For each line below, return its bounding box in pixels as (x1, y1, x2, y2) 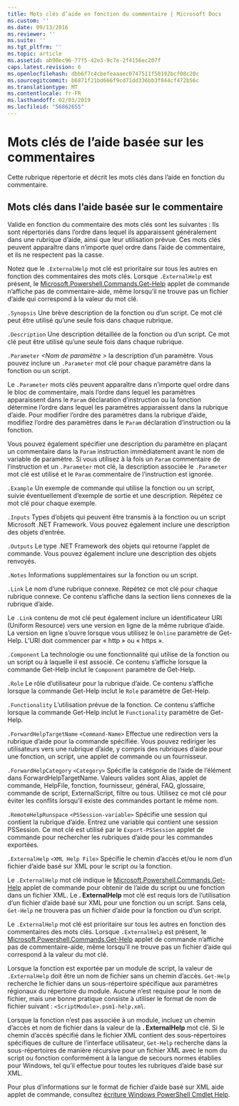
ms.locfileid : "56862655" (7, 103, 84, 111)
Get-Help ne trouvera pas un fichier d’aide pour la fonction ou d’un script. (7, 905, 222, 914)
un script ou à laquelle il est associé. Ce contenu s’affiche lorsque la (7, 657, 208, 666)
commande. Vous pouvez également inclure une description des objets (7, 549, 217, 557)
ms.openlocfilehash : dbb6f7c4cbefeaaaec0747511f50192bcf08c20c (7, 70, 200, 77)
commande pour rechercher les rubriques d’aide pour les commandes (7, 833, 213, 841)
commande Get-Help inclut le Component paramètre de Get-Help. (7, 665, 196, 674)
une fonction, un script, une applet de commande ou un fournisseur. (7, 752, 208, 761)
